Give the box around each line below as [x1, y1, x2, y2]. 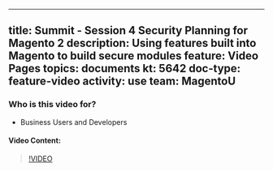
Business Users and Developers [19, 117, 128, 126]
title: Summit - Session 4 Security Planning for [8, 24, 248, 37]
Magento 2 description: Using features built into [8, 36, 257, 50]
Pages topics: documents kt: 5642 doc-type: [8, 62, 241, 75]
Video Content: [8, 135, 61, 146]
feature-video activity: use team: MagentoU [8, 75, 236, 88]
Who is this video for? [8, 99, 97, 110]
